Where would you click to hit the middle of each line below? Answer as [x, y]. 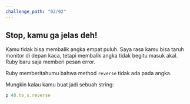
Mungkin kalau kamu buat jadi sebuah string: [60, 85]
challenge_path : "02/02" [36, 11]
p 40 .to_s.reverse [28, 95]
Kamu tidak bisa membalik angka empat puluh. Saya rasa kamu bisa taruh [95, 49]
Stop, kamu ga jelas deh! [51, 36]
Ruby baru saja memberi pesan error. [50, 62]
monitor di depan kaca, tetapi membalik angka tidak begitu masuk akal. [91, 56]
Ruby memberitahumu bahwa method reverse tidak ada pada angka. [89, 73]
